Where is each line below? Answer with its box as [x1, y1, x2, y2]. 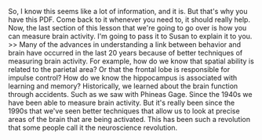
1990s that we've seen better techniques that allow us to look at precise [8, 106, 241, 116]
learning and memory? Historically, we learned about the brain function [8, 81, 238, 91]
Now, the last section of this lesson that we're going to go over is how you [8, 23, 247, 32]
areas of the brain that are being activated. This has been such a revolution [8, 115, 251, 124]
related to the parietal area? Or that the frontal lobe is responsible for [8, 65, 230, 74]
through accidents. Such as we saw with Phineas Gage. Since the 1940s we [8, 90, 253, 99]
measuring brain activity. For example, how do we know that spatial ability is [8, 56, 255, 66]
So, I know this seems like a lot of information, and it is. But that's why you [8, 7, 249, 16]
